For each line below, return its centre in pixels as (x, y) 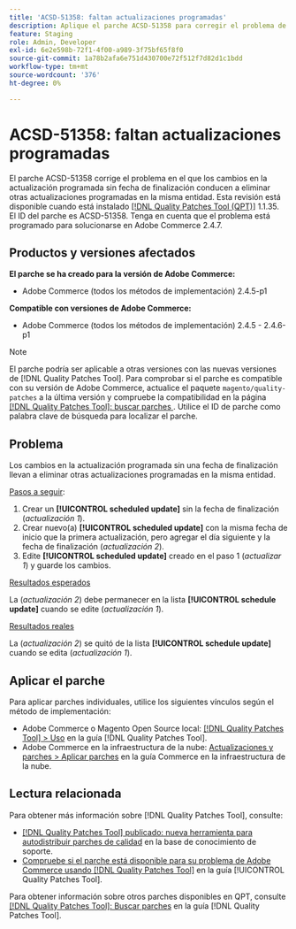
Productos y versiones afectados (102, 253)
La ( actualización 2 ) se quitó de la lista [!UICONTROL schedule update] (140, 643)
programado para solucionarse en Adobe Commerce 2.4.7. (116, 225)
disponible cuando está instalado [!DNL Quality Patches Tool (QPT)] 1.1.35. (144, 206)
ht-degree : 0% (35, 83)
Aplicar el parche (57, 681)
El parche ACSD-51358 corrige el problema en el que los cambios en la (138, 178)
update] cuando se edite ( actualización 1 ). (87, 609)
